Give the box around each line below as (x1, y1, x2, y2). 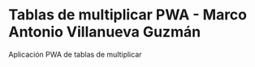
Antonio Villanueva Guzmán (8, 23, 201, 41)
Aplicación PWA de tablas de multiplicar (8, 49, 142, 59)
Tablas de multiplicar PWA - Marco (8, 6, 248, 24)
